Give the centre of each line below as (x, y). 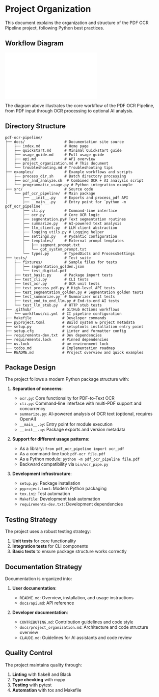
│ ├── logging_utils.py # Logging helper (55, 232)
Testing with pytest (32, 685)
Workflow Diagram (34, 43)
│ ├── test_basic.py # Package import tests (59, 275)
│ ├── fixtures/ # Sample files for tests (61, 262)
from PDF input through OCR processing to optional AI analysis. (69, 111)
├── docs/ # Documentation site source (65, 142)
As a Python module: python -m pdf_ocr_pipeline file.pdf (79, 459)
